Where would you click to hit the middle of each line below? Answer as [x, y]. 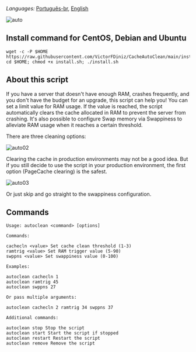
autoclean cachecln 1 [32, 277]
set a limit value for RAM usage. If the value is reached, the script [84, 106]
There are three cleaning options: [46, 136]
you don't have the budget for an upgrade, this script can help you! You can [97, 100]
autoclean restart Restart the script [53, 339]
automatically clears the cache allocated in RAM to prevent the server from [96, 112]
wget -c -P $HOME [27, 51]
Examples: [18, 267]
